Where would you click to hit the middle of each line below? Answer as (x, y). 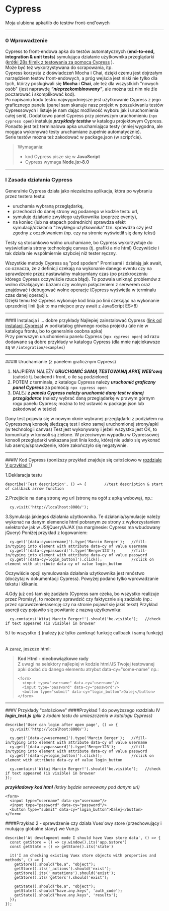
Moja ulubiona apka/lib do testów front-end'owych (57, 23)
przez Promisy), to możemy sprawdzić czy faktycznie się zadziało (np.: (79, 599)
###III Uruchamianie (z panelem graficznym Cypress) (61, 361)
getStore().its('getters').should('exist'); (62, 877)
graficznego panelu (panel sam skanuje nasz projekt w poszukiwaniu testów (84, 105)
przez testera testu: (25, 196)
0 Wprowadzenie (26, 40)
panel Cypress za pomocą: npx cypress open (60, 387)
